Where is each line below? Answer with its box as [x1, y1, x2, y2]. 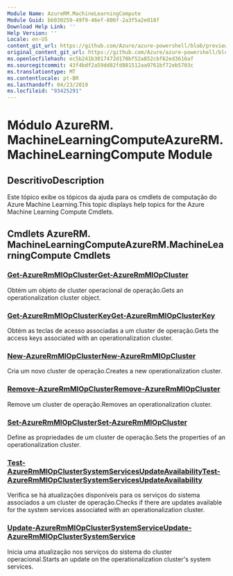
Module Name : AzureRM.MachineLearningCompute [7, 10, 141, 17]
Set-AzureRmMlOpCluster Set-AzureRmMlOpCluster [7, 417, 187, 427]
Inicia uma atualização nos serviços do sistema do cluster [7, 548, 172, 556]
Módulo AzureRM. [7, 117, 114, 133]
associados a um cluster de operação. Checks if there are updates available [7, 498, 223, 507]
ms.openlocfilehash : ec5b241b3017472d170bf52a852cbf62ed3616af [7, 56, 194, 62]
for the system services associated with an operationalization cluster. [7, 506, 205, 514]
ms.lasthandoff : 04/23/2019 [7, 81, 89, 88]
